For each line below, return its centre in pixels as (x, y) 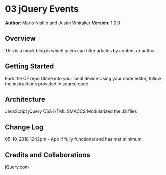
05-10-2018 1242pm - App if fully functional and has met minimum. (74, 139)
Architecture (25, 99)
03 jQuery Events (42, 9)
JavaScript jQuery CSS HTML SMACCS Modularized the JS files (71, 111)
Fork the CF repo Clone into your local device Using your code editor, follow (83, 78)
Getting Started (30, 67)
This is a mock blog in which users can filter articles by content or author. (81, 50)
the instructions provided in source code (47, 84)
